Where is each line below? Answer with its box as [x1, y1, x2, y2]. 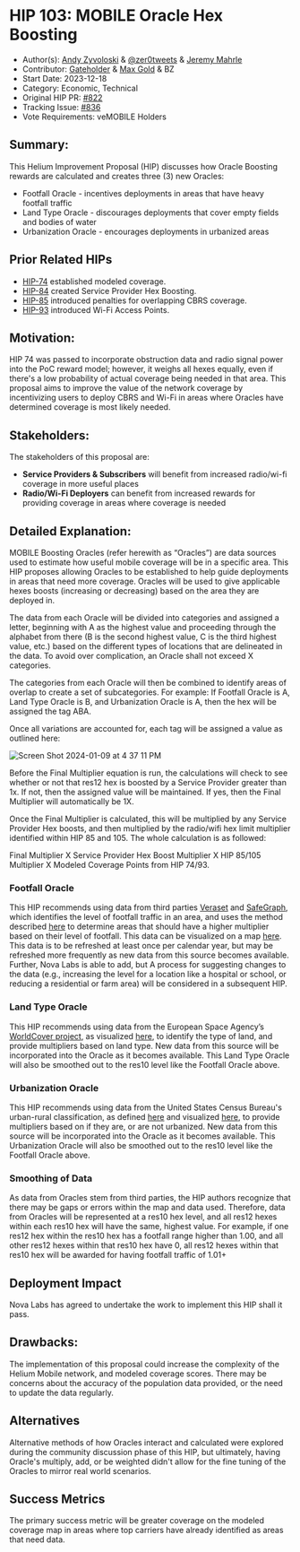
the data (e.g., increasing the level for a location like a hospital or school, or [9, 969, 287, 980]
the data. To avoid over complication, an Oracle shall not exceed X [9, 651, 253, 661]
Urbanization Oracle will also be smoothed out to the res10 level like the [9, 1140, 273, 1150]
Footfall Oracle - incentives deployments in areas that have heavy [21, 187, 264, 198]
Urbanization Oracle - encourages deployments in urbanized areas [21, 226, 270, 237]
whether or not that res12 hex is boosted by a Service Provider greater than [9, 777, 287, 787]
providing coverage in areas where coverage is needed [21, 498, 227, 508]
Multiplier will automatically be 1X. [9, 796, 134, 807]
